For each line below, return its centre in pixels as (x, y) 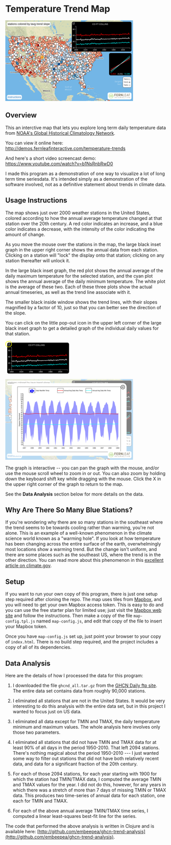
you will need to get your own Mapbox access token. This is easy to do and (84, 605)
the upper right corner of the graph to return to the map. (64, 484)
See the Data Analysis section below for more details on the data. (75, 494)
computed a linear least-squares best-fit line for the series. (75, 816)
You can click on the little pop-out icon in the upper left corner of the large (83, 322)
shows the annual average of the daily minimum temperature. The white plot (86, 281)
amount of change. (25, 234)
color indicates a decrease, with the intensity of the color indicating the (80, 229)
